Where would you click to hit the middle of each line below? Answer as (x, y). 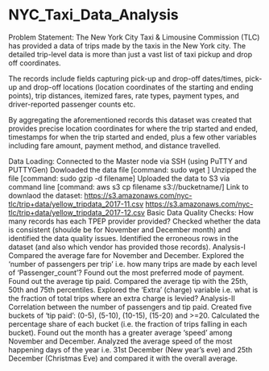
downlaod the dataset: (46, 195)
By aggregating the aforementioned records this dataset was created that (130, 119)
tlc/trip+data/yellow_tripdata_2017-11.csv (76, 204)
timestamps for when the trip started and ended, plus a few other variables (132, 137)
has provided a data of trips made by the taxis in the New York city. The (127, 45)
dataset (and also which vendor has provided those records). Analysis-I (127, 247)
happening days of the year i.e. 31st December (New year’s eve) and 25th (130, 349)
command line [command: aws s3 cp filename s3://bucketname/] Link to (128, 186)
